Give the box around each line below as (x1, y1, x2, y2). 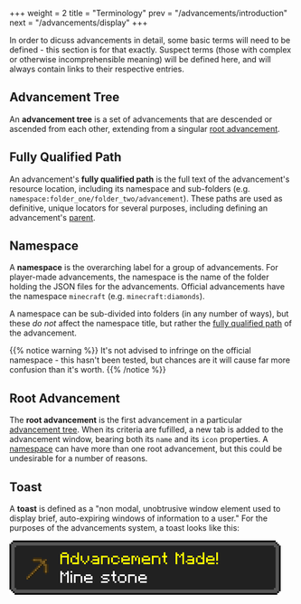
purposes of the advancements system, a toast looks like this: (9, 523, 240, 533)
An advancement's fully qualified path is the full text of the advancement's (9, 174, 290, 184)
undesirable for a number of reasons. (9, 453, 148, 464)
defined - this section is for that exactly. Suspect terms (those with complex (9, 44, 292, 55)
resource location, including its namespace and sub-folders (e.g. (9, 183, 250, 193)
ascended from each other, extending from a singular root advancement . (9, 123, 280, 134)
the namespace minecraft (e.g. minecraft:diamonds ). (9, 291, 205, 302)
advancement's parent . (9, 212, 97, 222)
